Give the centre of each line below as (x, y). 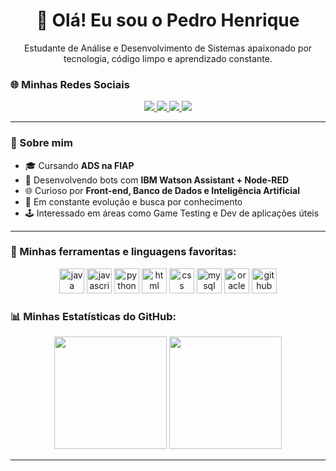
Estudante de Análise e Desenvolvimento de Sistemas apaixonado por (168, 48)
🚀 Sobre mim (41, 143)
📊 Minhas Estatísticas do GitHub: (93, 316)
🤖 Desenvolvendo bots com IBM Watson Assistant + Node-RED (157, 180)
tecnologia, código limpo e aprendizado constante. (168, 58)
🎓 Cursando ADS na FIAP (79, 165)
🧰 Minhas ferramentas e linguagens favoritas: (123, 252)
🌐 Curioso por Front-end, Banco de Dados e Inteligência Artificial (162, 190)
